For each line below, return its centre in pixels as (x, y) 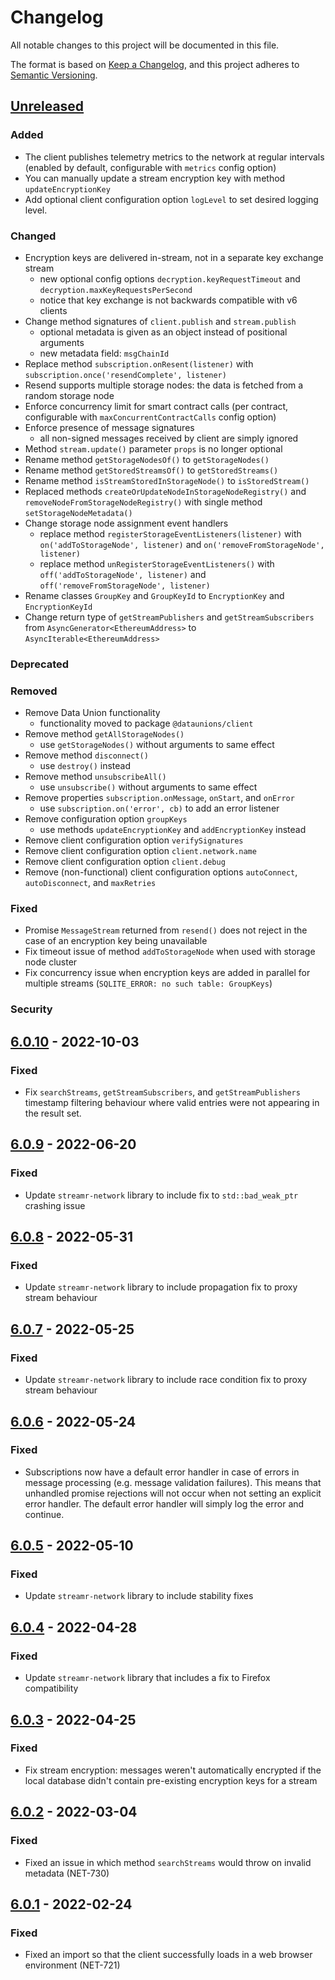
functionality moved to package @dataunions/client (146, 723)
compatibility (51, 1688)
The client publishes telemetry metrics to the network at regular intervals (174, 157)
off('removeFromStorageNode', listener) (125, 586)
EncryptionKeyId (58, 607)
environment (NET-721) (72, 1965)
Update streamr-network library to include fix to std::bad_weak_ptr (161, 1195)
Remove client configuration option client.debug (125, 862)
